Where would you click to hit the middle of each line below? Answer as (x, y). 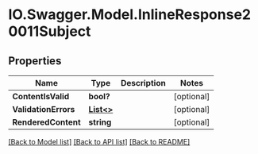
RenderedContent (46, 122)
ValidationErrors (44, 109)
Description (143, 83)
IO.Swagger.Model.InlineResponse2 (130, 15)
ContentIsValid (41, 96)
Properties (35, 61)
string (100, 122)
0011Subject (50, 31)
